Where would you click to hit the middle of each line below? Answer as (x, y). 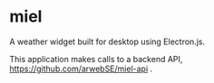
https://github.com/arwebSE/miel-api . (81, 69)
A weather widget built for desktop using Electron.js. (107, 41)
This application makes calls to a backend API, (96, 59)
